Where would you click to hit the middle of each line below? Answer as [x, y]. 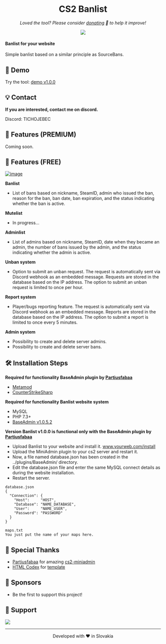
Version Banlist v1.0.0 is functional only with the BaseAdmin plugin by [78, 432]
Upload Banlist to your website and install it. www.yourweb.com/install [84, 446]
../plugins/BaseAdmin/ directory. [45, 462]
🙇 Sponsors [23, 583]
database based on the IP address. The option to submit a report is [80, 317]
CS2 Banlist [83, 9]
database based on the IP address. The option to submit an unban [80, 282]
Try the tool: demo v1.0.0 [30, 82]
